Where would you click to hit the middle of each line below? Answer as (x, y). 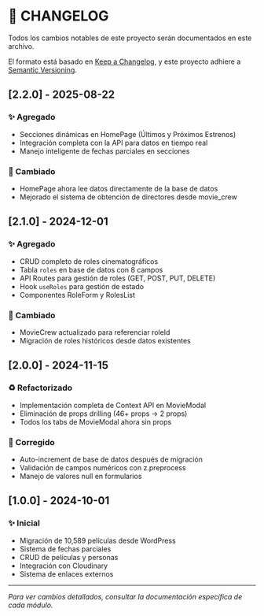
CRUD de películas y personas (69, 557)
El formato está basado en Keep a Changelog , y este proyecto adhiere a (125, 61)
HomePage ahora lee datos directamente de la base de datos (119, 188)
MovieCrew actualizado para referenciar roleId (95, 332)
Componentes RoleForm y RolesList (77, 295)
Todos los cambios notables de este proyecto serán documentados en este (130, 38)
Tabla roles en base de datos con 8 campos (91, 269)
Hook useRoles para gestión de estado (81, 286)
